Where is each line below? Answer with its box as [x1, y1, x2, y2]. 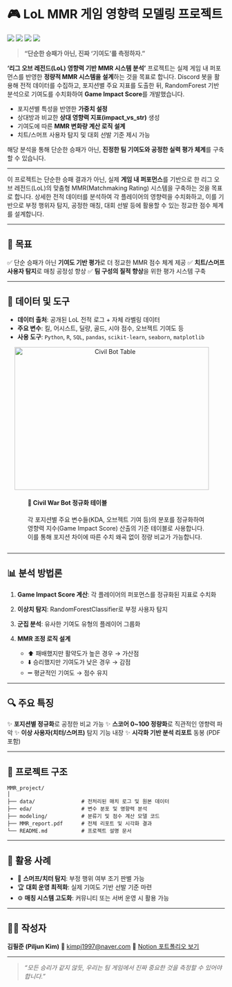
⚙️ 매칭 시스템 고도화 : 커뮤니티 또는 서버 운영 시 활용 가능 [17, 894, 169, 902]
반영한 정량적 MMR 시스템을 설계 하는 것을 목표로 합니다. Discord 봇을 [25, 72, 213, 80]
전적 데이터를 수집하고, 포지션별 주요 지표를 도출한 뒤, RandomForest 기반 [19, 81, 220, 89]
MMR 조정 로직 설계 [17, 634, 71, 643]
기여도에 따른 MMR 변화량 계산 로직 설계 [17, 122, 126, 130]
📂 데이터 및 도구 [7, 296, 70, 308]
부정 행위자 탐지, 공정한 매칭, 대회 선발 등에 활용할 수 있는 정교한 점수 [25, 201, 211, 209]
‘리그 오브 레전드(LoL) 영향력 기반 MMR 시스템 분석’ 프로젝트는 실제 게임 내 [7, 64, 209, 72]
